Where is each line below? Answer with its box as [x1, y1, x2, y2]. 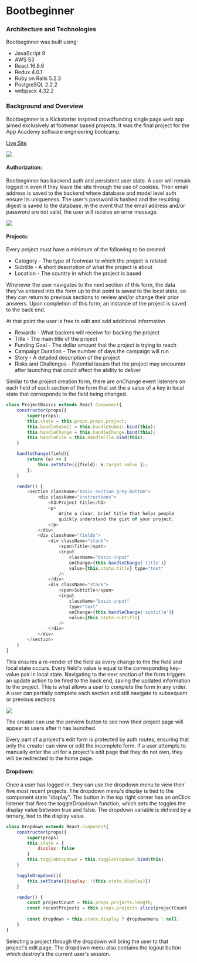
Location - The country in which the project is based [14, 270, 142, 277]
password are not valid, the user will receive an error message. [6, 208, 158, 215]
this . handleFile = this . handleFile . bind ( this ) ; [27, 434, 145, 441]
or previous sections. [6, 696, 57, 703]
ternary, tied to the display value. [6, 812, 86, 819]
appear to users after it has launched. [6, 724, 97, 731]
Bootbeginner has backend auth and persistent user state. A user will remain [6, 177, 191, 184]
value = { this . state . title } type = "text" [69, 565, 164, 572]
